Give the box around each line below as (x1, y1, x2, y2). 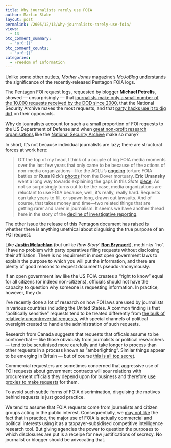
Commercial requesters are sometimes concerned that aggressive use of (5, 363, 159, 369)
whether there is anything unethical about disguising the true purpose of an (5, 226, 164, 232)
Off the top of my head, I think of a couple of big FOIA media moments (17, 157, 166, 163)
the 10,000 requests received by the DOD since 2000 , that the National (5, 100, 154, 106)
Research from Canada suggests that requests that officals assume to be (5, 331, 159, 337)
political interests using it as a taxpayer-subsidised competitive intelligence (5, 420, 163, 427)
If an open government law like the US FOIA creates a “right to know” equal (5, 273, 164, 279)
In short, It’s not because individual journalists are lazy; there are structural (5, 142, 162, 148)
